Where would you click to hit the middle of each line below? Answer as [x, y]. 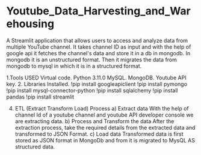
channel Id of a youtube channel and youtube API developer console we [104, 115]
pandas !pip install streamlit [40, 97]
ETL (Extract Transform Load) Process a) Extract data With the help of [102, 108]
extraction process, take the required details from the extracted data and [105, 127]
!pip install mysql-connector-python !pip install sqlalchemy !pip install [92, 90]
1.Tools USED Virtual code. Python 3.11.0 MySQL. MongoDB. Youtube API [96, 77]
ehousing [30, 24]
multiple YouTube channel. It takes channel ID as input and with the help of [99, 47]
